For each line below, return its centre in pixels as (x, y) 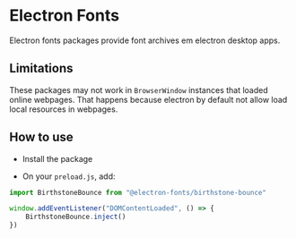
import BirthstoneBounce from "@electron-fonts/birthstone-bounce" (138, 192)
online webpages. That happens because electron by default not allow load (148, 99)
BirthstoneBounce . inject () (76, 217)
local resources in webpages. (64, 109)
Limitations (41, 68)
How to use (41, 137)
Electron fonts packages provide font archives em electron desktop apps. (145, 40)
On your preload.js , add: (69, 176)
